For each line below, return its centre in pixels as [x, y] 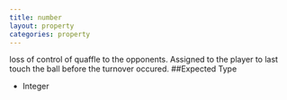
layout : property [42, 26]
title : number [36, 17]
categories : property [50, 34]
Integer [36, 87]
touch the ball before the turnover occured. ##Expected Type [123, 69]
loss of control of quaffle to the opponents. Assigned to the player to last [144, 60]
